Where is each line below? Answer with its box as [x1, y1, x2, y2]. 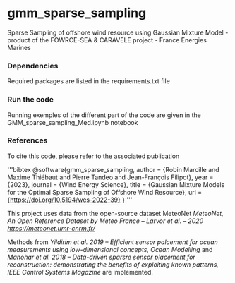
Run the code [7, 95, 54, 104]
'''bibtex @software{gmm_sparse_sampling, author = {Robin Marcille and [7, 165, 220, 174]
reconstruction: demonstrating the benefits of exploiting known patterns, [7, 260, 219, 269]
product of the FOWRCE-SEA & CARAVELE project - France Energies [7, 35, 207, 44]
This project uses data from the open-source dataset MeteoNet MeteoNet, [7, 209, 224, 217]
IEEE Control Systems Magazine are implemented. [7, 267, 154, 276]
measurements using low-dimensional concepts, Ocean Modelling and [7, 245, 213, 253]
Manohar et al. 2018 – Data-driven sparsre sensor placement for [7, 253, 195, 261]
